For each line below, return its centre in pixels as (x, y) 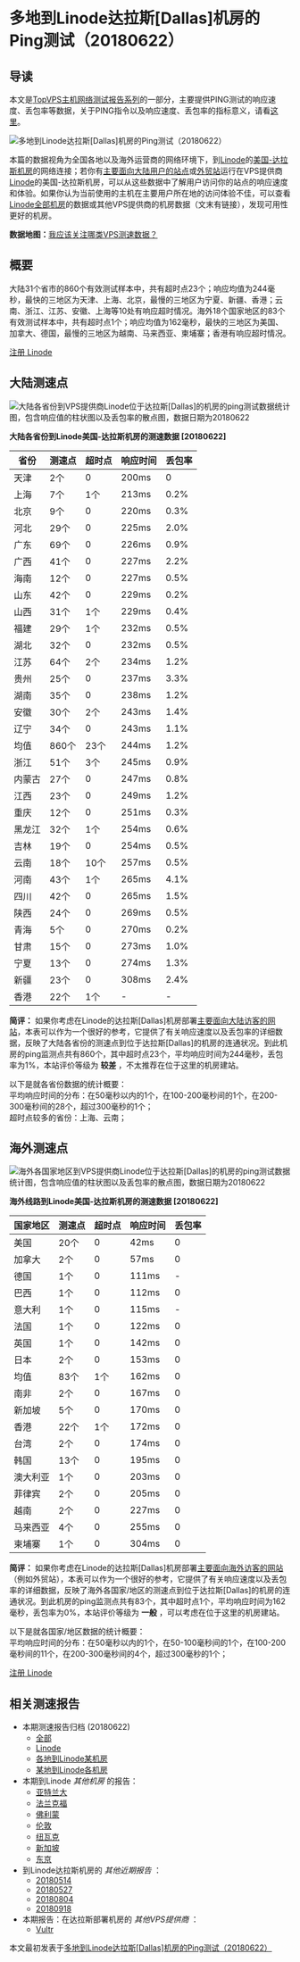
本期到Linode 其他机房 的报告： (80, 1781)
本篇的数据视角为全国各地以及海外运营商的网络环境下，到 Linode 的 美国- (141, 160)
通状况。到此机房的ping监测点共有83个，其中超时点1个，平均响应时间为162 (147, 1601)
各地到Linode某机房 (72, 1758)
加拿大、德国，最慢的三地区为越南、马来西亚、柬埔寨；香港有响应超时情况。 (150, 333)
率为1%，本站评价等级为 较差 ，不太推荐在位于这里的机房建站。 (126, 1065)
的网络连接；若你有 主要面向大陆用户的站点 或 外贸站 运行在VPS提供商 (158, 171)
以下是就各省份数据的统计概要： (68, 1084)
